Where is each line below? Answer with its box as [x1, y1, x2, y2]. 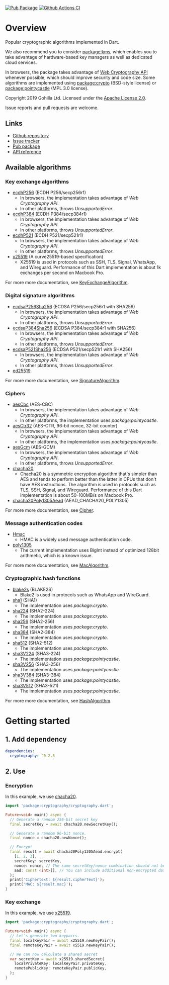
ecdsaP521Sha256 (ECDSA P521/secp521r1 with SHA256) [12, 346, 132, 352]
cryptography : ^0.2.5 [10, 753, 55, 758]
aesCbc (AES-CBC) [12, 401, 53, 407]
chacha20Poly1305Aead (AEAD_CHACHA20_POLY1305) [12, 498, 129, 504]
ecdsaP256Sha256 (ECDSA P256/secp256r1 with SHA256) [12, 303, 135, 309]
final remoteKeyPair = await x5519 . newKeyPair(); [10, 943, 116, 948]
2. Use [5, 767, 26, 775]
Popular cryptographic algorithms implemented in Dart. [5, 39, 119, 45]
